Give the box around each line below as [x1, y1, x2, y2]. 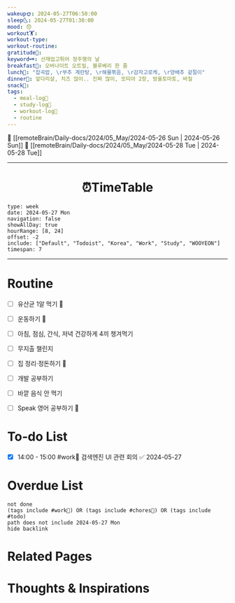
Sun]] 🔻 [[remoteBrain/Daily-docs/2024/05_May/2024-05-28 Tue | [7, 141, 200, 149]
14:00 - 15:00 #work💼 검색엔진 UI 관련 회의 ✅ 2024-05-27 [17, 453, 182, 461]
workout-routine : [7, 43, 58, 50]
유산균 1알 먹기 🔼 [17, 299, 64, 308]
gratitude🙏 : [7, 50, 42, 57]
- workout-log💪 [13, 108, 58, 115]
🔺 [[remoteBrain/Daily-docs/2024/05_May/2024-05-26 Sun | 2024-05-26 [7, 134, 220, 142]
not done [7, 501, 33, 508]
